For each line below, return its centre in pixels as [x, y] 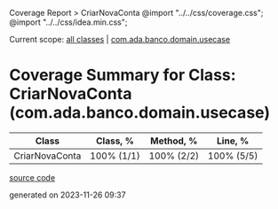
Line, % [233, 141]
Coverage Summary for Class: [123, 75]
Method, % [174, 141]
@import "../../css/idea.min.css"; [68, 22]
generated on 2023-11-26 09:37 [68, 195]
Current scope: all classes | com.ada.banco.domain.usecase [120, 39]
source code [32, 177]
